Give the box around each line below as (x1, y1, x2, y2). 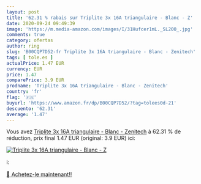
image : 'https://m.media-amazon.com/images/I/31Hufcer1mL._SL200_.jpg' (6, 26, 193, 32)
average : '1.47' (6, 111, 48, 117)
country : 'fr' (6, 89, 43, 95)
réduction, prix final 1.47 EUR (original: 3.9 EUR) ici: (6, 134, 136, 142)
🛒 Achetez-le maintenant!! (6, 171, 72, 178)
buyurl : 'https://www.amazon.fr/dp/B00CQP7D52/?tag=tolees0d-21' (6, 100, 176, 106)
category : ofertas (6, 37, 53, 43)
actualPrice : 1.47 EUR (6, 60, 64, 66)
